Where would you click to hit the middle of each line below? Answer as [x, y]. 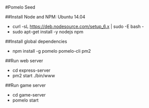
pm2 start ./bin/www [34, 76]
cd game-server [29, 95]
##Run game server [26, 85]
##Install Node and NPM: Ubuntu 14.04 [45, 17]
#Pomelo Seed [20, 7]
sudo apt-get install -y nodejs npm [48, 32]
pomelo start [25, 100]
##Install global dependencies [36, 41]
